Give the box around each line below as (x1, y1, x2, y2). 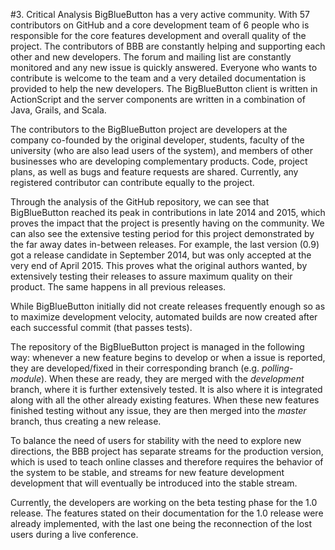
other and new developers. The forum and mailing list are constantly (10, 51, 292, 63)
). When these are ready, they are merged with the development (40, 373, 305, 384)
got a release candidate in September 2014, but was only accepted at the (10, 249, 312, 261)
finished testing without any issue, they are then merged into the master (10, 405, 307, 416)
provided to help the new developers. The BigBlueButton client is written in (10, 83, 318, 94)
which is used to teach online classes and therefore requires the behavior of (10, 456, 324, 468)
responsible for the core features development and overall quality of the (10, 30, 307, 41)
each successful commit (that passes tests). (10, 322, 193, 333)
